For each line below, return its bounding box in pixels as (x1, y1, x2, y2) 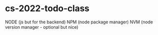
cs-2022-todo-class (5, 3, 90, 14)
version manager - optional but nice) (5, 24, 79, 30)
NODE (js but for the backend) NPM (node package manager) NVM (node (5, 19, 153, 25)
